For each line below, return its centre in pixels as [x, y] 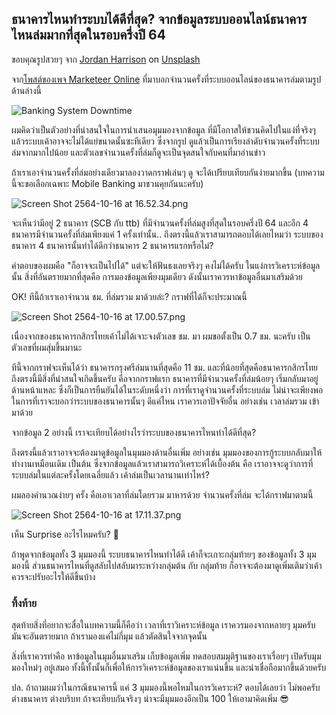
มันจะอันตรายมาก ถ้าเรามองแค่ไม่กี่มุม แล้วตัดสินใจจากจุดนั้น [109, 636]
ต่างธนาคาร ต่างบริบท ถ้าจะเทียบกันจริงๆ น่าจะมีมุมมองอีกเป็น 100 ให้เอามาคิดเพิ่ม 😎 [150, 699]
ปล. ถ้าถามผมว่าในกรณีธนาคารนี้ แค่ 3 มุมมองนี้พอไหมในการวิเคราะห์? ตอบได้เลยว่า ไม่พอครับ [166, 688]
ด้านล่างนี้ [26, 90]
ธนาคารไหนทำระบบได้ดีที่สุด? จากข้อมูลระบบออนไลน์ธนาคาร [159, 19]
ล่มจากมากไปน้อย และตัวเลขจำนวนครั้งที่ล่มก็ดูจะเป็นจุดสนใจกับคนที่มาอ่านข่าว [138, 152]
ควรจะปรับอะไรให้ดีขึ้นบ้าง [53, 576]
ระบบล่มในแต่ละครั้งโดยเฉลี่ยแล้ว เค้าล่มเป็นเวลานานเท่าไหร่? [110, 474]
